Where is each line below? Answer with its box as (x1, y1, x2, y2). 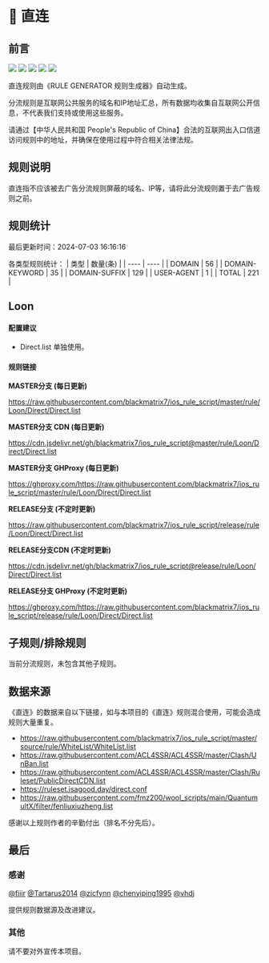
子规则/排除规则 (8, 636, 86, 649)
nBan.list (19, 759, 50, 768)
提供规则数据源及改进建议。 (8, 905, 100, 914)
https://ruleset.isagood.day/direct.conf (19, 784, 148, 794)
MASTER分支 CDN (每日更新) (8, 422, 105, 432)
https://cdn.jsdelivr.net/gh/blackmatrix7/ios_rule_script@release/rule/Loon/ (8, 561, 256, 571)
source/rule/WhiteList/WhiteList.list (19, 742, 136, 752)
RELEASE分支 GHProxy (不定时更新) (8, 586, 128, 596)
